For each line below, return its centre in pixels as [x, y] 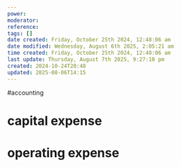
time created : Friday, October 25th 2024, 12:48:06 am [89, 53]
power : [17, 14]
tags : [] [20, 33]
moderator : [23, 20]
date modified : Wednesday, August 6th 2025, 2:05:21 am [90, 46]
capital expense [55, 121]
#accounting [26, 93]
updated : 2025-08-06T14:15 [47, 72]
